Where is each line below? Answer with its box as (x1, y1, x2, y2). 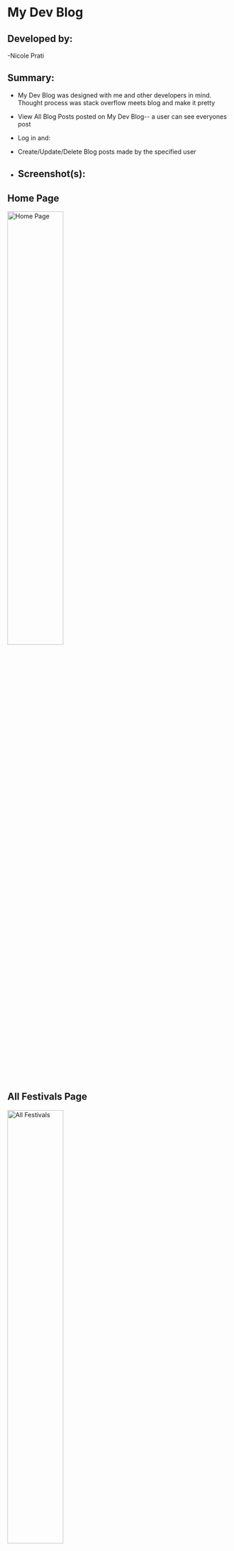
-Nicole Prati (7, 51, 45, 60)
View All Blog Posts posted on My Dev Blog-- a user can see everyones (17, 112, 227, 121)
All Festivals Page (7, 1091, 87, 1103)
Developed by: (7, 33, 73, 45)
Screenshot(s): (17, 168, 87, 180)
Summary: (7, 72, 55, 84)
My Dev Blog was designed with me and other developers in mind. (17, 90, 212, 100)
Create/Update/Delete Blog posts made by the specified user (17, 147, 196, 156)
